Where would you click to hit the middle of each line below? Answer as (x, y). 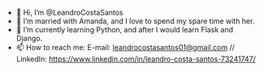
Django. (29, 38)
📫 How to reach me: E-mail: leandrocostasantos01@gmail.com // (126, 47)
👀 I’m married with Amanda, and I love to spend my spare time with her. (135, 21)
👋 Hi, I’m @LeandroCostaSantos (69, 13)
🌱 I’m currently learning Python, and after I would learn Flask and (125, 30)
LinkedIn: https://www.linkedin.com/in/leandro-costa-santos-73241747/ (136, 59)
